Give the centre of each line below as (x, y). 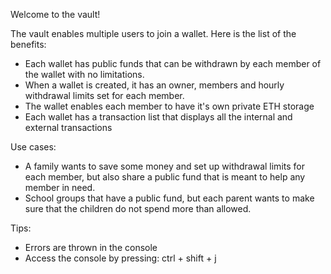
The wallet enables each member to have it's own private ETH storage (169, 106)
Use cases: (33, 147)
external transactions (68, 127)
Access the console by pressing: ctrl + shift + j (120, 258)
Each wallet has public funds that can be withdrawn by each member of (173, 63)
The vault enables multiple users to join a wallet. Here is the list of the (153, 33)
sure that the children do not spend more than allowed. (138, 208)
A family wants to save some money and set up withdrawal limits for (164, 166)
